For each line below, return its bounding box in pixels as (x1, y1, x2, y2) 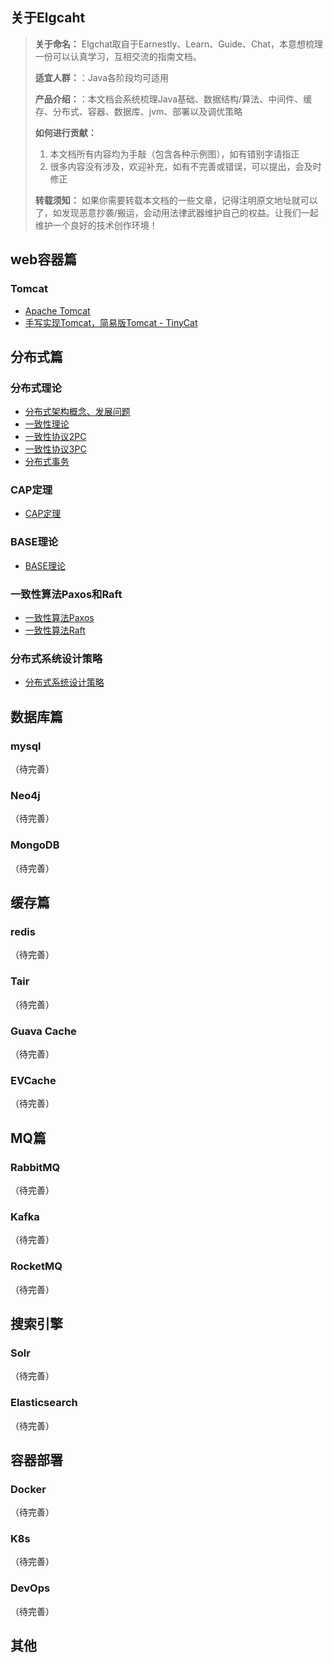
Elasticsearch (10, 1396, 78, 1410)
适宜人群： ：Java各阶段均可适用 (34, 71, 170, 83)
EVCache (10, 1073, 57, 1087)
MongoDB (10, 838, 60, 852)
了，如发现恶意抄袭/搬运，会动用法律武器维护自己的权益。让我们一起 (34, 206, 319, 218)
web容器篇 (10, 251, 78, 268)
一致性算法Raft (24, 624, 86, 637)
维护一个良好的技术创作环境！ (34, 219, 158, 231)
